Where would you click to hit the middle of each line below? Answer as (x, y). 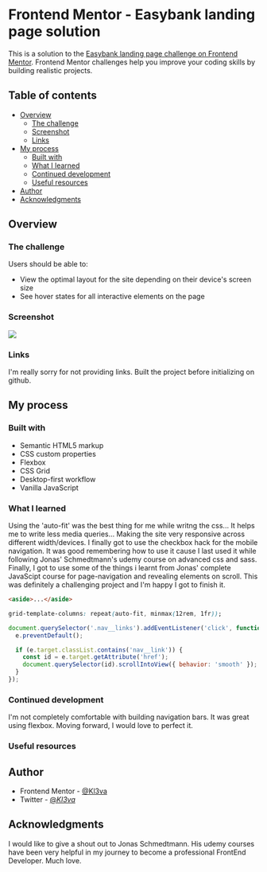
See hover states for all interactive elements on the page (112, 297)
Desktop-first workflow (58, 479)
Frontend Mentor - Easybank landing (132, 15)
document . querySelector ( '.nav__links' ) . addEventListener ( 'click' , (120, 628)
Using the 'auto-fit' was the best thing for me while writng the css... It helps (132, 526)
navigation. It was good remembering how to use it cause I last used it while (132, 551)
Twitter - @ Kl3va (47, 799)
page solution (54, 31)
